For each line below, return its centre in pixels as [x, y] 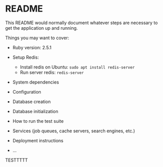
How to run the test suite [38, 121]
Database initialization [35, 111]
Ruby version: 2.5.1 [32, 47]
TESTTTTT [17, 160]
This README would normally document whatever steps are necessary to [81, 23]
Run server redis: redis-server [52, 72]
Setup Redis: [26, 57]
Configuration [27, 92]
